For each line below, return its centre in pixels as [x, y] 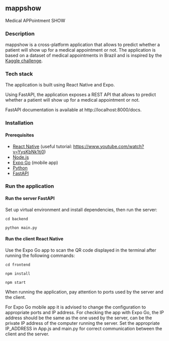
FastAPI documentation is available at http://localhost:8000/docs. [73, 110]
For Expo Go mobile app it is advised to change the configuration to [76, 307]
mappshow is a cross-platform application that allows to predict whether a [83, 45]
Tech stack [19, 74]
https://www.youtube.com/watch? [109, 146]
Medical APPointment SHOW [35, 20]
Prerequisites [20, 135]
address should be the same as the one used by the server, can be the [79, 318]
